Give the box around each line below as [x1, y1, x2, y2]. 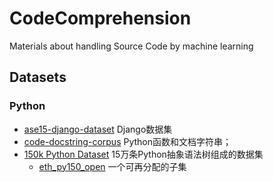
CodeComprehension [9, 7, 192, 30]
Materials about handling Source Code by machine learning [9, 40, 254, 52]
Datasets [9, 69, 67, 86]
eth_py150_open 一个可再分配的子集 [38, 160, 187, 172]
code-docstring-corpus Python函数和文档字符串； [23, 135, 232, 147]
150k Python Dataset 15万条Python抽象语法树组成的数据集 [23, 148, 264, 160]
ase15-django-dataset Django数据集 [23, 123, 173, 135]
